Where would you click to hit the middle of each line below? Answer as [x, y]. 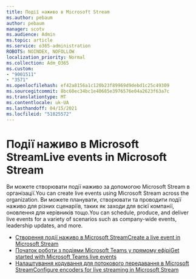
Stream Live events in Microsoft [86, 157]
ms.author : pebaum [29, 18]
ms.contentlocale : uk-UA [38, 102]
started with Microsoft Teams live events [66, 257]
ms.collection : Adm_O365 [38, 63]
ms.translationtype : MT [36, 97]
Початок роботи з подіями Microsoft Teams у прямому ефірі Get [97, 250]
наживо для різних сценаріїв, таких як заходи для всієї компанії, [90, 206]
